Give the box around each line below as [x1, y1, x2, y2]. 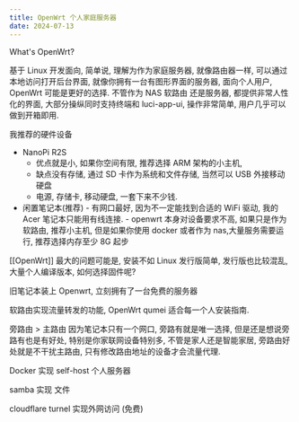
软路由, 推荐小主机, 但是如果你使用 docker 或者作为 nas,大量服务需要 [22, 224, 277, 235]
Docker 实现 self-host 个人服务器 [9, 365, 131, 375]
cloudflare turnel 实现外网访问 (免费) [9, 403, 144, 414]
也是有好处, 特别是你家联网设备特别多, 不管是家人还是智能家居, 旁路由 [24, 334, 283, 346]
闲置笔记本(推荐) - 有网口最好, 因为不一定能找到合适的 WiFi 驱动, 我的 [22, 202, 278, 213]
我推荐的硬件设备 [9, 128, 73, 139]
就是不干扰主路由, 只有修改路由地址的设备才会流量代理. [16, 346, 222, 356]
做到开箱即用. [9, 110, 60, 120]
